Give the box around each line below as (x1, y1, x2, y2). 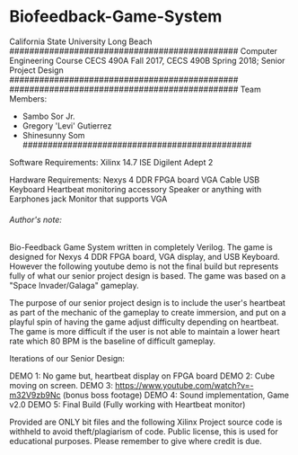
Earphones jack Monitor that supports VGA (9, 193, 168, 204)
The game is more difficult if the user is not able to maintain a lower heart (9, 326, 280, 337)
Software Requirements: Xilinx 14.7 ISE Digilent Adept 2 (9, 156, 214, 167)
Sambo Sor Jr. (22, 111, 75, 121)
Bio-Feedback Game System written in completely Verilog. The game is (9, 242, 274, 253)
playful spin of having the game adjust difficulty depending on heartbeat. (9, 317, 279, 327)
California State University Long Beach (9, 36, 153, 47)
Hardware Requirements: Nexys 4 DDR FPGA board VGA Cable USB (9, 174, 260, 185)
